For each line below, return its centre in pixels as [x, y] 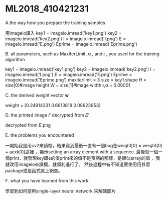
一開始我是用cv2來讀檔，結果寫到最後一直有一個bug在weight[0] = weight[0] [84, 145]
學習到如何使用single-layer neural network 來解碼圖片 [61, 191]
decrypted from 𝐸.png [28, 125]
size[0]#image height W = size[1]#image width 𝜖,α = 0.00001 [68, 85]
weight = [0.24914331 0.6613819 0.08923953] [53, 105]
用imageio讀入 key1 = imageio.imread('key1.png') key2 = [63, 33]
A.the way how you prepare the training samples [55, 23]
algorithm [15, 59]
